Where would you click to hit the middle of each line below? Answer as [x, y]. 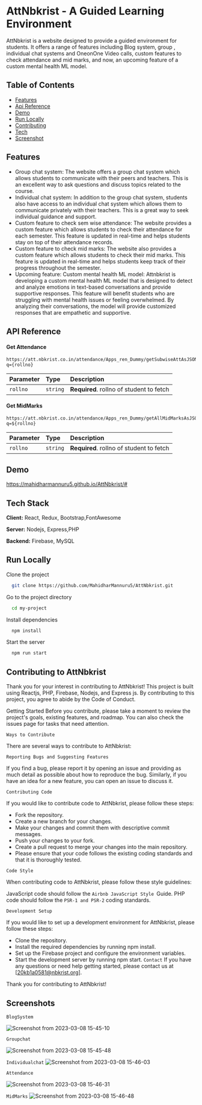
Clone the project [28, 575]
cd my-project [29, 608]
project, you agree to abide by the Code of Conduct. [71, 699]
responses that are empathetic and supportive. [73, 312]
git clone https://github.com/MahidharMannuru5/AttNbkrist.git [92, 585]
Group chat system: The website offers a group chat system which [97, 172]
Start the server [26, 642]
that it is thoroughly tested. [48, 860]
